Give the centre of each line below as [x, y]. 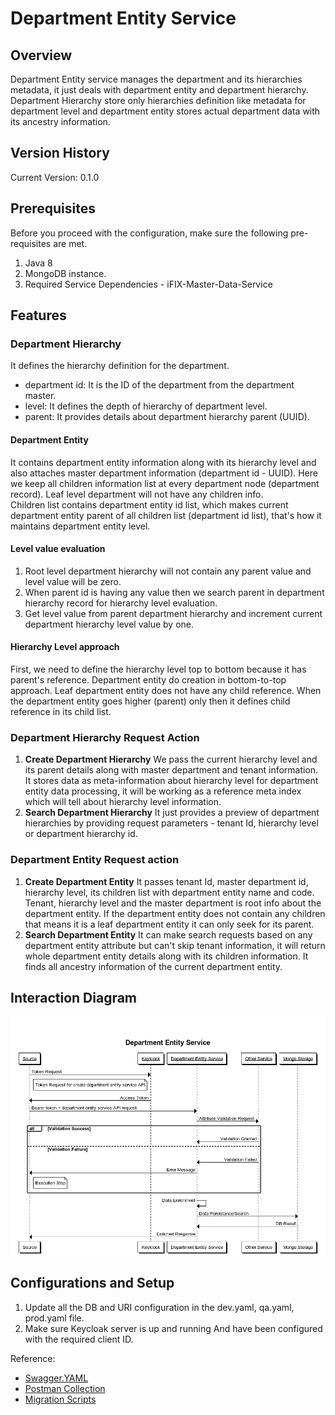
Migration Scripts [60, 1399]
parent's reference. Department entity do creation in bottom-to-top [148, 679]
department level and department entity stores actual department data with [165, 111]
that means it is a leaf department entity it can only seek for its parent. [169, 924]
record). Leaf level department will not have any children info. [137, 494]
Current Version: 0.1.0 [55, 177]
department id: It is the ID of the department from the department [159, 385]
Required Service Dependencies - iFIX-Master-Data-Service [148, 284]
